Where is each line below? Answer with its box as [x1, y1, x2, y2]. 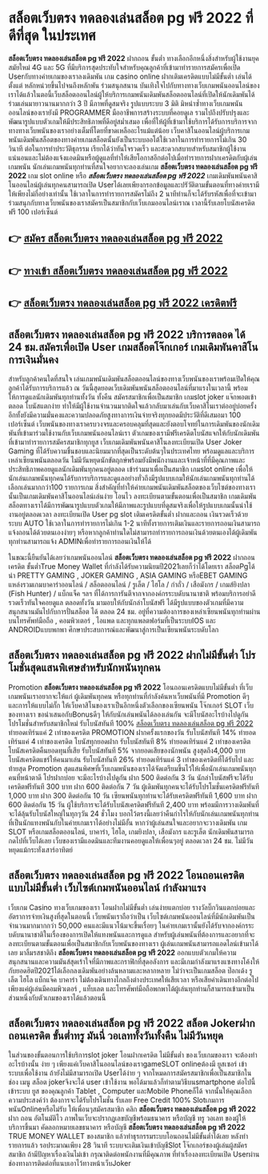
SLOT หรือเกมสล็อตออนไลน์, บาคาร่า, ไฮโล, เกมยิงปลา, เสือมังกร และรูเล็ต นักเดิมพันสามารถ [8, 827, 254, 836]
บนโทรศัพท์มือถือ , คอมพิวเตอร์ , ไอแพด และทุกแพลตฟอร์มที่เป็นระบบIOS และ [8, 615, 216, 625]
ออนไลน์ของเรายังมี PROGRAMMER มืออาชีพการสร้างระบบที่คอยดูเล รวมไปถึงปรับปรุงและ [8, 108, 250, 117]
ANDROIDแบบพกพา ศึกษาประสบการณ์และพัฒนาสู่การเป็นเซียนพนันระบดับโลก [8, 624, 219, 634]
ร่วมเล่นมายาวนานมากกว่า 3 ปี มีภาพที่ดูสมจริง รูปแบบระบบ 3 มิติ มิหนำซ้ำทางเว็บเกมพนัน [8, 98, 243, 108]
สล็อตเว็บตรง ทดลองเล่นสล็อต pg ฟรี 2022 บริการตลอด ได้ [8, 327, 246, 341]
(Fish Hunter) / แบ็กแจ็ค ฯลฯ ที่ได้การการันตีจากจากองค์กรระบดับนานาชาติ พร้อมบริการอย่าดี [8, 588, 256, 598]
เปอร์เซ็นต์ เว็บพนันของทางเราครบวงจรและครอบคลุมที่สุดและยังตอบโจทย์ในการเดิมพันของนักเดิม [8, 419, 260, 429]
